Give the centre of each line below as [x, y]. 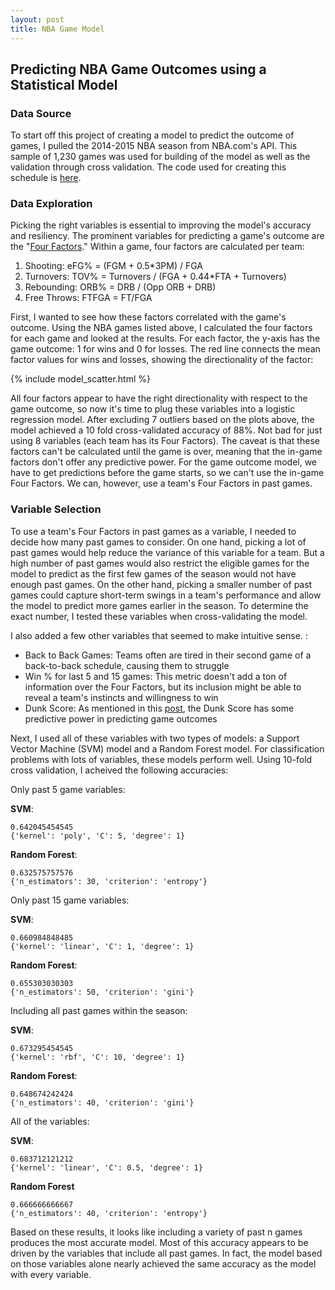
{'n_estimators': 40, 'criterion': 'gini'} [102, 1102]
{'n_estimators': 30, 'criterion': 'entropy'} [109, 881]
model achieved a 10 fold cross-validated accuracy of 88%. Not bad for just [166, 430]
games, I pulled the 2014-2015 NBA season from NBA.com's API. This [154, 146]
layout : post [37, 19]
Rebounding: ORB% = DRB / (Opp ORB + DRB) [120, 287]
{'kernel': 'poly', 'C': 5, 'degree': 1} [98, 836]
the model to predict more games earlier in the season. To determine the [159, 605]
